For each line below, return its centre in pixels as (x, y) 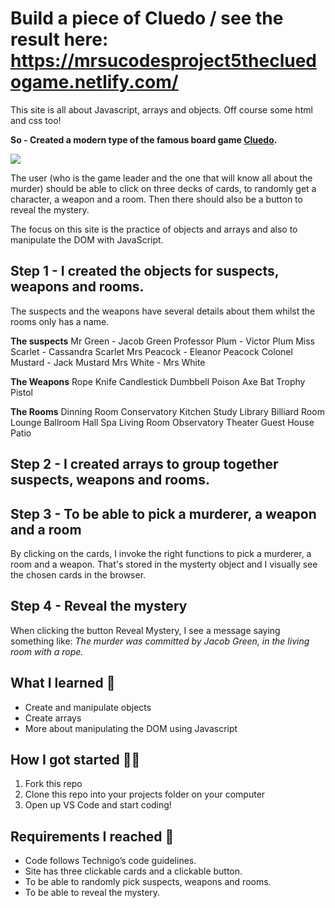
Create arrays (53, 718)
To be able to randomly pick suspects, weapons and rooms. (148, 882)
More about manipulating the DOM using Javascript (131, 728)
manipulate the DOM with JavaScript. (87, 239)
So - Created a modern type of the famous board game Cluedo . (144, 139)
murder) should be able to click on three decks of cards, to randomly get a (163, 188)
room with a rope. (47, 651)
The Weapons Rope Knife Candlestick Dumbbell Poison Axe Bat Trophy (158, 381)
